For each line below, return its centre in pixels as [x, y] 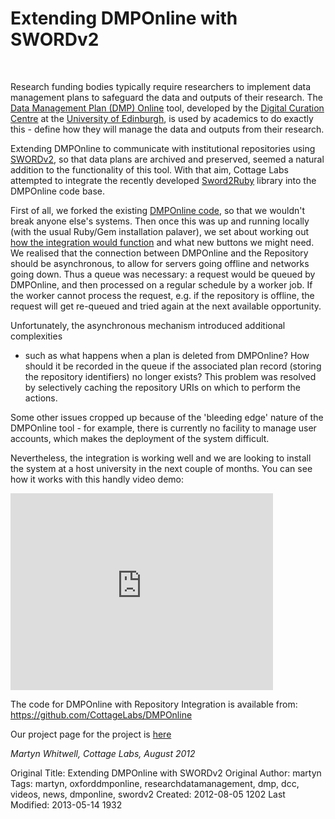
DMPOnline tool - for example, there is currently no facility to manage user [163, 428]
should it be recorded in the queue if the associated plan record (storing [173, 366]
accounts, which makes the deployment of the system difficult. [140, 438]
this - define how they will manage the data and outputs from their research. [167, 129]
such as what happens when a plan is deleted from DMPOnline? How [167, 355]
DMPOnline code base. [58, 191]
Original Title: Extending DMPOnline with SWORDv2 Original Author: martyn [166, 773]
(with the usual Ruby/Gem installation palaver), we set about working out [160, 231]
